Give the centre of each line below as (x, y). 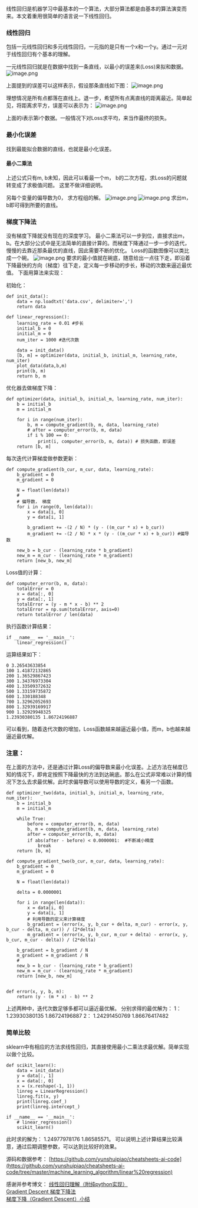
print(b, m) (31, 371)
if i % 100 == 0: (48, 435)
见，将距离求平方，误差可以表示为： (50, 106)
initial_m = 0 (34, 334)
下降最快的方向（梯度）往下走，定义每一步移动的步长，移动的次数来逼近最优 (99, 265)
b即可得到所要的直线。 (34, 205)
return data (31, 307)
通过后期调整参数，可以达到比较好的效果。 (68, 1146)
